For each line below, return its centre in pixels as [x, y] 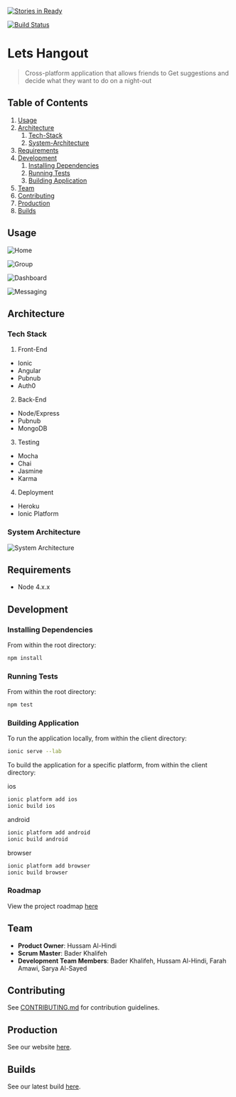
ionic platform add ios [43, 799]
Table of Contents [48, 103]
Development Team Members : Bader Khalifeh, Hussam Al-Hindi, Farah [122, 961]
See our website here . [40, 1047]
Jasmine [30, 471]
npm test [20, 705]
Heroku [28, 506]
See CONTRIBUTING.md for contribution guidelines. [84, 1007]
